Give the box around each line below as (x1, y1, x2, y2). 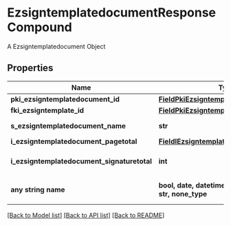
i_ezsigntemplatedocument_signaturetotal (10, 156, 153, 166)
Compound (7, 19, 72, 35)
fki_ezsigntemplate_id (10, 105, 85, 115)
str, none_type (158, 189, 208, 198)
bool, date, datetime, (158, 181, 228, 190)
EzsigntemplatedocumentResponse (7, 5, 217, 21)
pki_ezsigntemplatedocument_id (10, 94, 120, 104)
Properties (7, 62, 54, 74)
